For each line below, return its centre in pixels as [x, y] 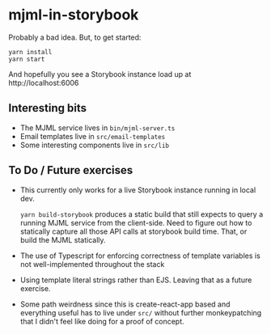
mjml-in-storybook [74, 15]
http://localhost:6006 [44, 82]
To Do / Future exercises [71, 170]
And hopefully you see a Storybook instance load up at [100, 74]
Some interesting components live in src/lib [95, 145]
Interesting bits [48, 108]
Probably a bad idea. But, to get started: [75, 37]
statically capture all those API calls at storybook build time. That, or [133, 231]
